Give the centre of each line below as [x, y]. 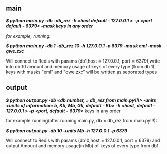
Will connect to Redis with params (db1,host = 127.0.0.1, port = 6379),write [83, 61]
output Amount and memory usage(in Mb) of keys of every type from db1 [82, 146]
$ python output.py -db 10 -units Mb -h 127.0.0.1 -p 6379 [66, 130]
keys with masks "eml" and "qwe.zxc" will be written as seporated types [81, 72]
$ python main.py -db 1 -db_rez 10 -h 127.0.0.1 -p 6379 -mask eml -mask [84, 46]
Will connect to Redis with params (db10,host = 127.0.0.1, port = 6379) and [83, 140]
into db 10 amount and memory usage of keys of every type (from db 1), [81, 66]
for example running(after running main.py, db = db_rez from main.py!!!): [81, 120]
